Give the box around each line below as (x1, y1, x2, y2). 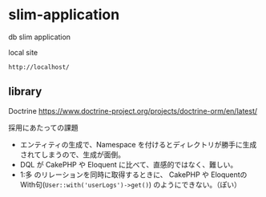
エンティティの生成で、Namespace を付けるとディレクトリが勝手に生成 (19, 139, 257, 149)
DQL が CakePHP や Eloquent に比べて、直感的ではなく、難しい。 (19, 159, 238, 169)
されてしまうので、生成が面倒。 (19, 150, 126, 159)
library (8, 85, 42, 98)
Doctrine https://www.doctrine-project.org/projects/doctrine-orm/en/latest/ (8, 106, 258, 115)
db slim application (8, 32, 71, 42)
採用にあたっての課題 (8, 123, 79, 132)
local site (8, 47, 38, 57)
